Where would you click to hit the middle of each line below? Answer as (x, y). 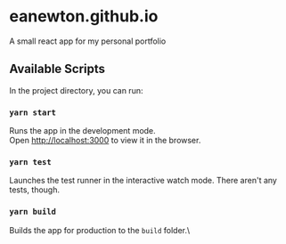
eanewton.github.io (84, 16)
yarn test (30, 162)
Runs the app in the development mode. (82, 131)
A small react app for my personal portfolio (88, 41)
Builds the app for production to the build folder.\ (100, 230)
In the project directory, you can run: (76, 90)
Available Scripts (57, 69)
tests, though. (35, 190)
